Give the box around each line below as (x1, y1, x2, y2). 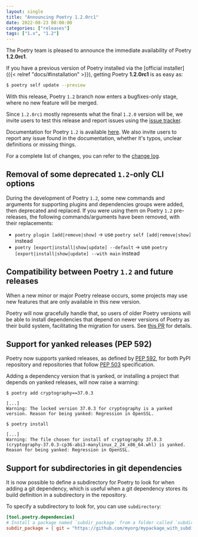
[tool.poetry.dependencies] (6, 515, 75, 520)
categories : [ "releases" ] (6, 25, 70, 31)
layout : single (6, 8, 44, 15)
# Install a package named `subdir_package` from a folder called (6, 520, 173, 526)
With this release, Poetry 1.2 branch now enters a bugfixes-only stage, (6, 93, 178, 100)
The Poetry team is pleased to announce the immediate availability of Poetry (6, 47, 192, 54)
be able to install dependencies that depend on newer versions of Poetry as (6, 315, 190, 323)
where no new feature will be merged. (6, 99, 98, 106)
